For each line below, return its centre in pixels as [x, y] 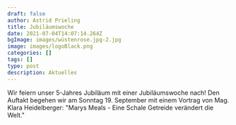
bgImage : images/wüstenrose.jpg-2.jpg [64, 40]
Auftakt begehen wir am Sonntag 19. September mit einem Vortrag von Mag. [118, 100]
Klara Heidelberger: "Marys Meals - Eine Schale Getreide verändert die [111, 107]
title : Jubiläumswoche [41, 27]
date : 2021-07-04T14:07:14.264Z [55, 33]
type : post [23, 66]
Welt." [16, 115]
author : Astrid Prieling [44, 20]
